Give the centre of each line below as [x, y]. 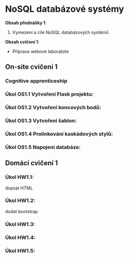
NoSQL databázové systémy [65, 9]
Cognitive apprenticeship [36, 81]
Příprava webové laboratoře [41, 51]
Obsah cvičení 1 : [22, 42]
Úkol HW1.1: [20, 177]
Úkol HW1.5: [20, 251]
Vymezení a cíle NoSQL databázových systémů [60, 32]
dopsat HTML [19, 188]
